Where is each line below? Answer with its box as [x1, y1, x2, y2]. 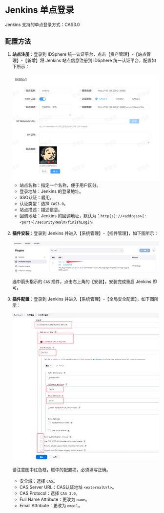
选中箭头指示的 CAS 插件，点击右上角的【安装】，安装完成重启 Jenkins [12, 279, 152, 284]
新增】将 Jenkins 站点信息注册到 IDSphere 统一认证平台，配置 [27, 57, 152, 63]
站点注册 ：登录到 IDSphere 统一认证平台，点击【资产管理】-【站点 [12, 51, 147, 57]
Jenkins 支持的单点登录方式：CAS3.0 [5, 22, 80, 27]
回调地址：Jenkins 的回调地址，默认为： [19, 213, 101, 219]
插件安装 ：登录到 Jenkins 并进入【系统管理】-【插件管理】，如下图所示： [12, 231, 159, 236]
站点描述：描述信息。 [19, 207, 62, 213]
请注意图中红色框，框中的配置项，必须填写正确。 [12, 466, 111, 472]
